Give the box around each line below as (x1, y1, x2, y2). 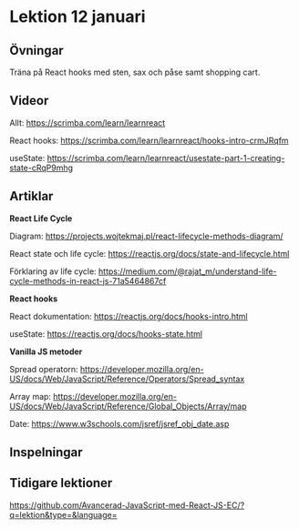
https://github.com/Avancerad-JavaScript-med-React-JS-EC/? (9, 499, 245, 511)
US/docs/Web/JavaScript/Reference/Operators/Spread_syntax (9, 373, 245, 384)
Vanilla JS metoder (9, 346, 83, 357)
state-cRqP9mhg (9, 162, 74, 173)
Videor (9, 93, 49, 108)
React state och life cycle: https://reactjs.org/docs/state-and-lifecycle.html (9, 248, 290, 259)
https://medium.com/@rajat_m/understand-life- (98, 266, 277, 277)
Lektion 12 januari (9, 6, 146, 27)
